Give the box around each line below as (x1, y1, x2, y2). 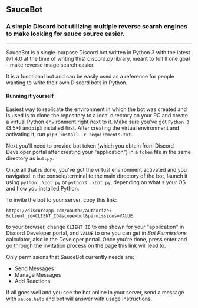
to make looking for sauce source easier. (6, 30, 125, 38)
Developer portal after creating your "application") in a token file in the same (6, 148, 192, 155)
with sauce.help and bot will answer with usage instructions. (6, 295, 153, 302)
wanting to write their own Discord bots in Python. (6, 79, 128, 86)
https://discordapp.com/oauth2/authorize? (6, 208, 112, 214)
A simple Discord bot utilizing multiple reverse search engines (6, 22, 187, 31)
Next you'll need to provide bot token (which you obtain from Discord (6, 142, 174, 149)
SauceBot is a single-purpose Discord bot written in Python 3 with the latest (6, 48, 190, 55)
